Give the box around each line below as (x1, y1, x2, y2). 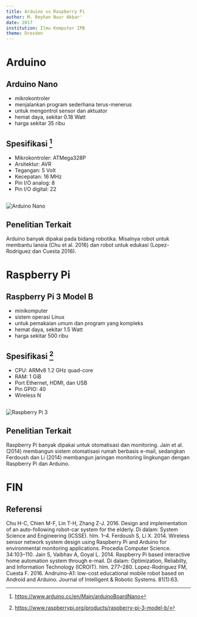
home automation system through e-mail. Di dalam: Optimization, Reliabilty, (6, 557, 188, 565)
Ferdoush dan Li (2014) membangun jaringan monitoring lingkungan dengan (6, 454, 190, 461)
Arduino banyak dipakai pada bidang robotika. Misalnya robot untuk (6, 235, 170, 242)
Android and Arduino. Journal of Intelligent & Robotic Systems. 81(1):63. (6, 576, 179, 583)
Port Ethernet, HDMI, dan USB (14, 379, 88, 386)
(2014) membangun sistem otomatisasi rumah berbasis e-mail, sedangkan (6, 448, 186, 455)
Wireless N (14, 392, 41, 399)
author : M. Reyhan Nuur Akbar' (6, 14, 83, 20)
